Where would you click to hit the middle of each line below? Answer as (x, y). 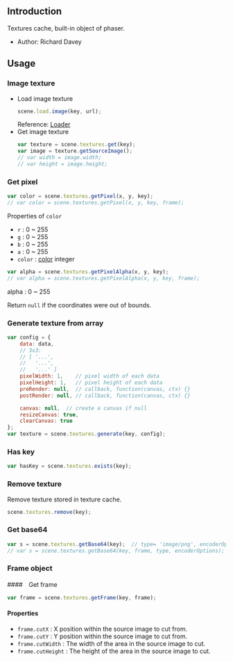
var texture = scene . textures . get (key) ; (76, 145)
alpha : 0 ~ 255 (29, 291)
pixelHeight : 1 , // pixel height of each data (91, 383)
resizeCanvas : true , (49, 414)
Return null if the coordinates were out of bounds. (79, 305)
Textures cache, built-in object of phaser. (66, 28)
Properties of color (35, 216)
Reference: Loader (44, 124)
